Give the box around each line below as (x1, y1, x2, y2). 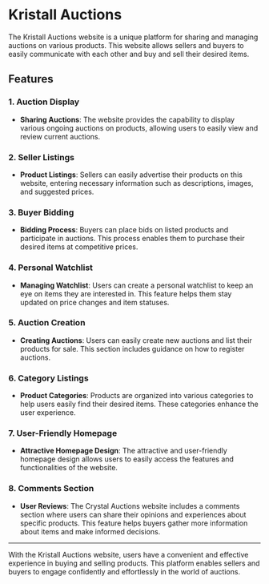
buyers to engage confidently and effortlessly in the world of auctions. (8, 566, 241, 576)
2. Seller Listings (8, 151, 74, 163)
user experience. (19, 408, 76, 417)
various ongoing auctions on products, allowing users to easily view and (19, 123, 259, 133)
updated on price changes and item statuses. (19, 297, 170, 307)
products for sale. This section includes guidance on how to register (19, 344, 245, 353)
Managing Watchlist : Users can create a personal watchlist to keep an (19, 280, 254, 290)
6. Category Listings (8, 373, 90, 384)
